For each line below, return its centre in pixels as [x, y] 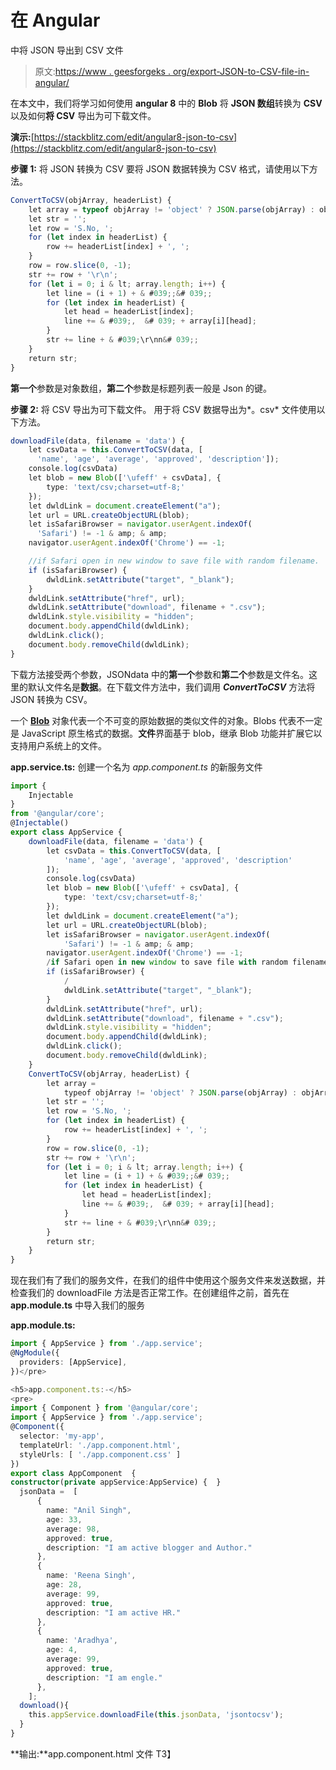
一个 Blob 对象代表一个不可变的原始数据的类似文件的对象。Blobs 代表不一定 [166, 720]
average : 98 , [73, 1529]
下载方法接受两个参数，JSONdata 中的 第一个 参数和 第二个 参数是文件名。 [160, 674]
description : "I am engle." [104, 1677]
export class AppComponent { [73, 1473]
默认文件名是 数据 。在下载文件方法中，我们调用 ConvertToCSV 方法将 [171, 687]
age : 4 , [62, 1650]
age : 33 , [64, 1519]
